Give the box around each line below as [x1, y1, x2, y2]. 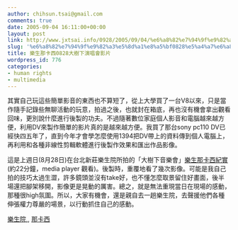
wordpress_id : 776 [7, 57, 62, 64]
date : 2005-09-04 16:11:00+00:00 [7, 23, 106, 30]
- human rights [7, 69, 52, 76]
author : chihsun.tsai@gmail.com [7, 10, 103, 18]
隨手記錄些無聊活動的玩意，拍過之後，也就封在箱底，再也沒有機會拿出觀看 [13, 105, 231, 114]
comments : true [7, 17, 52, 24]
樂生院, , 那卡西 [7, 215, 51, 224]
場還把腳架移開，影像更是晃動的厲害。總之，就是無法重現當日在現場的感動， [7, 182, 231, 191]
